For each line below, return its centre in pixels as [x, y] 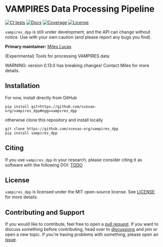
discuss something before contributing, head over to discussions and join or [81, 229]
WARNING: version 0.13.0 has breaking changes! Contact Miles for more [77, 65]
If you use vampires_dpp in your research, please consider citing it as [74, 160]
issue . [11, 240]
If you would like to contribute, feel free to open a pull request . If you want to [82, 224]
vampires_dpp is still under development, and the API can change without [78, 32]
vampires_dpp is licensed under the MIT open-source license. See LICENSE [80, 192]
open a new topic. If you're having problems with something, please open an [82, 234]
